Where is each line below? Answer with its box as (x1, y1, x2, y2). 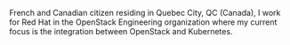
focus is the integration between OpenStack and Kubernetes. (9, 26, 233, 36)
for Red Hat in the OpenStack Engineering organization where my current (9, 17, 278, 27)
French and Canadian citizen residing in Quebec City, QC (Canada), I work (9, 8, 281, 18)
